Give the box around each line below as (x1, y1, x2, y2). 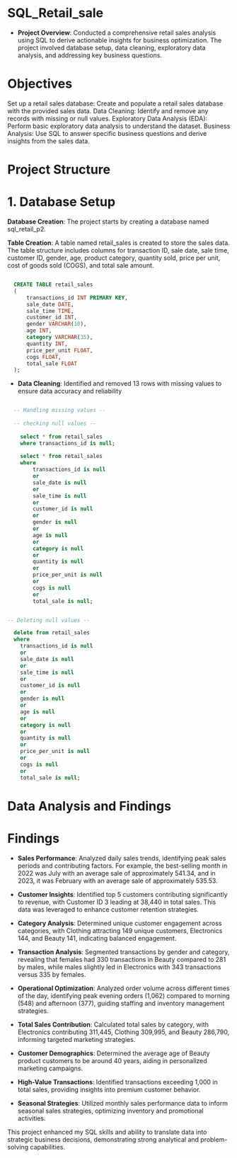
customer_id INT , (25, 314, 78, 321)
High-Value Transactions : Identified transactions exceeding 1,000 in (17, 1077, 218, 1086)
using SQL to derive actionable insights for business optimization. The (17, 35, 222, 44)
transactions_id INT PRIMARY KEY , (25, 294, 129, 302)
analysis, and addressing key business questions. (17, 51, 163, 59)
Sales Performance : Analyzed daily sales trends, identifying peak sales (17, 854, 226, 862)
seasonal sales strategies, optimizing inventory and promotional (17, 1106, 204, 1115)
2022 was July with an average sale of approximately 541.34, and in (17, 868, 216, 877)
